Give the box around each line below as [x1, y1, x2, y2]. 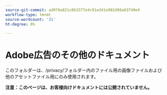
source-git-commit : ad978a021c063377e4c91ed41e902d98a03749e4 [5, 7, 140, 13]
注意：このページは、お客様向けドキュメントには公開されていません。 [5, 84, 152, 90]
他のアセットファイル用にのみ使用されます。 [5, 74, 99, 80]
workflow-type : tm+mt [5, 12, 51, 17]
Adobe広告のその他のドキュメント [5, 49, 150, 61]
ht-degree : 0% [5, 21, 36, 27]
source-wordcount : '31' [5, 17, 56, 22]
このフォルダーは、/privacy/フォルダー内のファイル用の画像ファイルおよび [5, 67, 162, 74]
